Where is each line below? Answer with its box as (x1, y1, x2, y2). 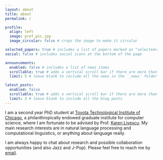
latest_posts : (5, 83, 34, 88)
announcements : (5, 60, 36, 65)
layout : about (5, 7, 34, 12)
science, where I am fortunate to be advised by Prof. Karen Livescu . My (5, 120, 148, 126)
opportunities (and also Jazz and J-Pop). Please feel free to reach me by (5, 144, 150, 150)
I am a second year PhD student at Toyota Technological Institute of (5, 110, 141, 115)
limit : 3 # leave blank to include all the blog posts (9, 96, 123, 101)
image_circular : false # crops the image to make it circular (9, 38, 138, 44)
